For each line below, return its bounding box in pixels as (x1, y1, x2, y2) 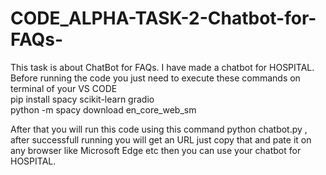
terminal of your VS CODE (10, 82, 118, 94)
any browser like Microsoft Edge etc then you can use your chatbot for (10, 144, 302, 156)
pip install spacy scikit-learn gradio (10, 93, 155, 105)
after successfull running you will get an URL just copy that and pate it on (10, 133, 312, 146)
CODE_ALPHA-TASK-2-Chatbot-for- (10, 7, 317, 30)
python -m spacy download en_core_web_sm (10, 103, 197, 116)
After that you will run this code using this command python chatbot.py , (10, 123, 308, 135)
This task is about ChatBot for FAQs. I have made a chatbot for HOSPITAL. (10, 61, 315, 73)
